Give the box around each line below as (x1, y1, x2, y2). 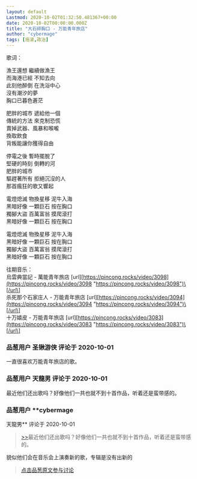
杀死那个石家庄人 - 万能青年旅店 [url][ (6, 294, 99, 301)
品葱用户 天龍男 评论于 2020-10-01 (6, 374, 108, 383)
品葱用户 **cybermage (6, 406, 74, 414)
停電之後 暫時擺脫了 (6, 153, 55, 159)
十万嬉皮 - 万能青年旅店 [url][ (6, 314, 78, 321)
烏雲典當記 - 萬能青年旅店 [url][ (6, 273, 83, 280)
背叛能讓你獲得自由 (6, 139, 54, 147)
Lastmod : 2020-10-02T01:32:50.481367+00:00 (6, 14, 117, 20)
